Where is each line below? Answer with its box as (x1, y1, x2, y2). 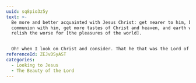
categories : (6, 57, 35, 63)
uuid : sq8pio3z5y (6, 8, 48, 15)
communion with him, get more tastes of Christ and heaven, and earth (11, 25, 187, 31)
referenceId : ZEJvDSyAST (6, 51, 66, 57)
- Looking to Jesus (11, 62, 59, 68)
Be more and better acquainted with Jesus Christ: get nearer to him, (11, 19, 187, 25)
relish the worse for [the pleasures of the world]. (11, 30, 142, 36)
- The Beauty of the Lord (11, 68, 75, 74)
